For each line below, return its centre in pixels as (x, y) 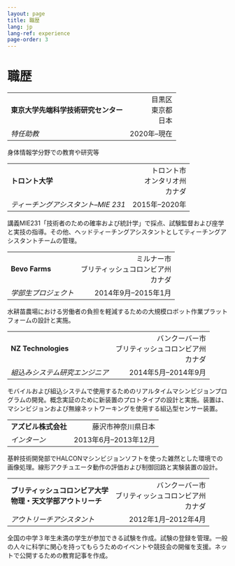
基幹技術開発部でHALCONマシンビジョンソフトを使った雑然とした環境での (115, 458)
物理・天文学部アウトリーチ (57, 501)
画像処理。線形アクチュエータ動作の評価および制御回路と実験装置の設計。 (114, 467)
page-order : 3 (28, 40)
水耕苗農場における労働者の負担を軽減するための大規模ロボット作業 (105, 311)
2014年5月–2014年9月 (168, 373)
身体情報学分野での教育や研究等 (53, 153)
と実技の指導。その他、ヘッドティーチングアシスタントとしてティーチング (114, 232)
